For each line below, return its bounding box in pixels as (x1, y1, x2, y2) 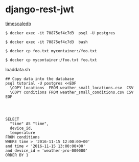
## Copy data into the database (5, 76, 74, 82)
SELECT (5, 116, 19, 121)
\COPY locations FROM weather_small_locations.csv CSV (10, 85, 134, 90)
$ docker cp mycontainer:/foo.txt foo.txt (5, 57, 97, 63)
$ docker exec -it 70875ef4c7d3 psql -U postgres (5, 30, 115, 35)
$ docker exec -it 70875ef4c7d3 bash (5, 39, 88, 45)
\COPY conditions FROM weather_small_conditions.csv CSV (10, 90, 134, 95)
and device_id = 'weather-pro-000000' (5, 148, 88, 153)
